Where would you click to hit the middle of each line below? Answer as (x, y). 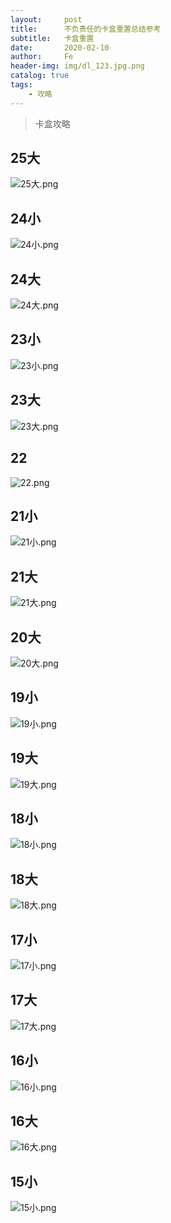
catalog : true (40, 76)
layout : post (46, 19)
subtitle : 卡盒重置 (52, 38)
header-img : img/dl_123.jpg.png (77, 66)
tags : (21, 85)
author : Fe (42, 57)
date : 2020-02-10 (60, 47)
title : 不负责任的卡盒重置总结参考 (86, 29)
